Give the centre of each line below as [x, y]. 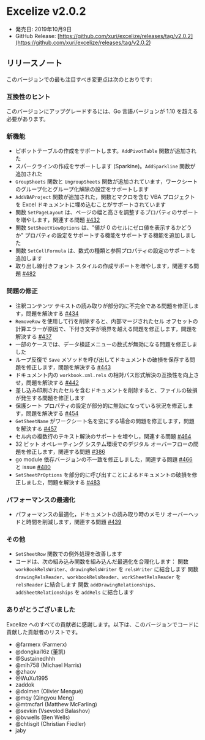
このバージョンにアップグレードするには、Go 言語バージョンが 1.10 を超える [102, 111]
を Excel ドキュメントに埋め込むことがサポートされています [91, 204]
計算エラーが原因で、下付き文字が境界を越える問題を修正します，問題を [106, 329]
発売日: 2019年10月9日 [43, 29]
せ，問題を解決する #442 [47, 383]
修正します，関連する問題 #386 [66, 451]
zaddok [25, 684]
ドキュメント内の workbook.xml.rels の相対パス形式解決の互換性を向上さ [107, 375]
